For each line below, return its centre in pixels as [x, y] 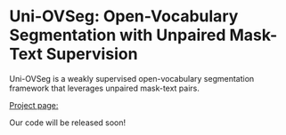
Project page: [34, 105]
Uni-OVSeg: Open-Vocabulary [124, 16]
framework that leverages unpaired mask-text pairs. [105, 88]
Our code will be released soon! [68, 123]
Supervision [92, 54]
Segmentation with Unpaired [118, 35]
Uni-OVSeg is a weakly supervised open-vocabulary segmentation [132, 78]
